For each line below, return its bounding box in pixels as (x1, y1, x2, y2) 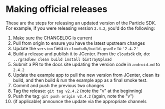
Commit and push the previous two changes (12, 82, 104, 88)
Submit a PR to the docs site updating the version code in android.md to (12, 61, 160, 67)
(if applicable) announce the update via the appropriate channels (12, 98, 147, 104)
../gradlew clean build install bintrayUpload (12, 57, 112, 62)
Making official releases (5, 3, 107, 15)
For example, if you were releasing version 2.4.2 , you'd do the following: (5, 25, 155, 31)
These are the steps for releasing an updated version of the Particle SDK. (5, 20, 156, 26)
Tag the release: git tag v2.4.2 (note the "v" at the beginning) (12, 88, 143, 94)
